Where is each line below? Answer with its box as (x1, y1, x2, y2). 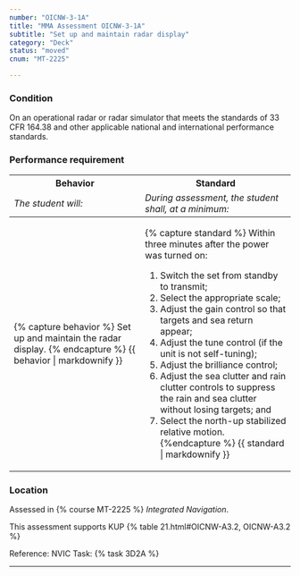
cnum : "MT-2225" (9, 55, 70, 64)
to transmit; (160, 280, 208, 292)
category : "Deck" (9, 38, 74, 47)
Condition (9, 91, 54, 104)
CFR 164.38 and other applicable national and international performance (9, 122, 275, 132)
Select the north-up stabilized (160, 414, 287, 427)
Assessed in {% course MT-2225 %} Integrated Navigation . (9, 504, 229, 514)
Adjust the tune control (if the (160, 336, 283, 349)
